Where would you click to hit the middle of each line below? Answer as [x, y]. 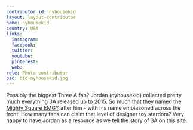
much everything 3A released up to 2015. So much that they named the [94, 101]
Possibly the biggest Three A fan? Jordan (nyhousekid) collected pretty [94, 95]
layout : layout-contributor [41, 17]
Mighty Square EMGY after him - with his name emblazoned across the [94, 108]
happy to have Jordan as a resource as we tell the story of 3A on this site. [97, 120]
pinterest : [25, 61]
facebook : [24, 45]
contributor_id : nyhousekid [41, 12]
